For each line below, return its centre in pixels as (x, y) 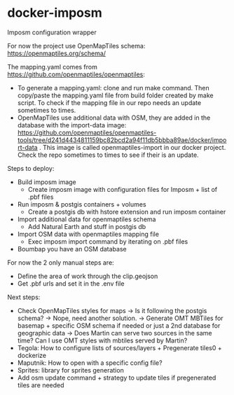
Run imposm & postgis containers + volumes (82, 204)
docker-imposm (55, 13)
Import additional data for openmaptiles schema (87, 219)
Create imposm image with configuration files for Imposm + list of (123, 189)
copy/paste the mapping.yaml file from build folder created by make (115, 95)
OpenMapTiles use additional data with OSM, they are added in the (114, 118)
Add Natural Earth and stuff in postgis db (87, 226)
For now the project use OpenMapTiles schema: (76, 46)
